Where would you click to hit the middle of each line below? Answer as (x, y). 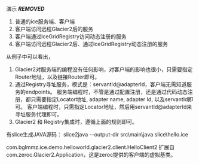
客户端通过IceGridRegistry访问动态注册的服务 (71, 37)
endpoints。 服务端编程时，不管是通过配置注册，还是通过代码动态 (107, 92)
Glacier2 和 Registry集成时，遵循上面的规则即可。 (76, 122)
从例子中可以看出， (30, 57)
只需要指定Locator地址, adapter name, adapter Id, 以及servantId (109, 99)
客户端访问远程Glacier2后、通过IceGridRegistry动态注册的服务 (91, 44)
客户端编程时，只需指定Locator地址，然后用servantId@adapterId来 (109, 107)
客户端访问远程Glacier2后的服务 (54, 29)
